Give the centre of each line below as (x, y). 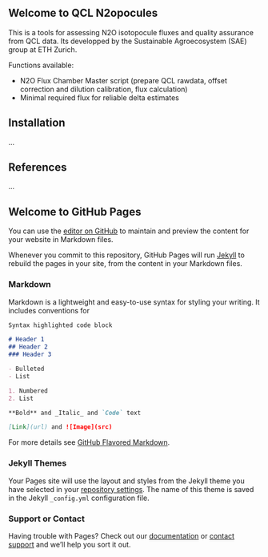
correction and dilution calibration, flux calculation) (104, 89)
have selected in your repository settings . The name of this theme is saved (131, 489)
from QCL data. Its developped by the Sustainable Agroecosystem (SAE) (128, 41)
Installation (37, 123)
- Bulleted (26, 369)
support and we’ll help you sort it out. (70, 544)
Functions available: (41, 65)
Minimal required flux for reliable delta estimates (100, 97)
